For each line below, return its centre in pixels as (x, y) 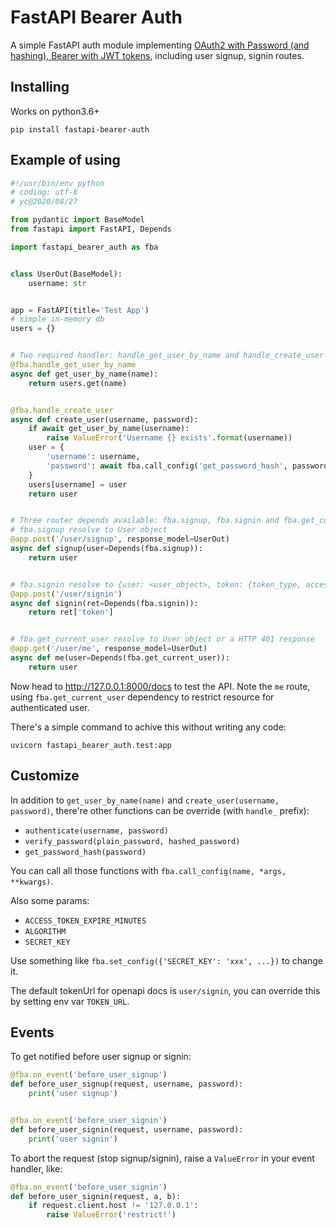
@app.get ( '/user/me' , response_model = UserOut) (109, 649)
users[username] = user (78, 484)
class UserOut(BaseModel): (66, 274)
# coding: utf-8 (44, 192)
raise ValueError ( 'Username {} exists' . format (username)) (169, 438)
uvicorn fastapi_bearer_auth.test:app (91, 745)
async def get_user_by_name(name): (84, 374)
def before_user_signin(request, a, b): (96, 1196)
